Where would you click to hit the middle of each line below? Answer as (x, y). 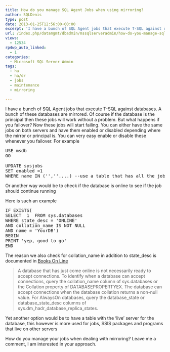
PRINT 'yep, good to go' (36, 240)
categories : (18, 57)
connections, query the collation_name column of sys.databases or (88, 281)
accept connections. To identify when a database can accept (81, 276)
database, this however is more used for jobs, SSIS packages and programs (84, 323)
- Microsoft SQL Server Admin (41, 62)
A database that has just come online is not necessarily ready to (84, 271)
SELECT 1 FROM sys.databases (44, 215)
